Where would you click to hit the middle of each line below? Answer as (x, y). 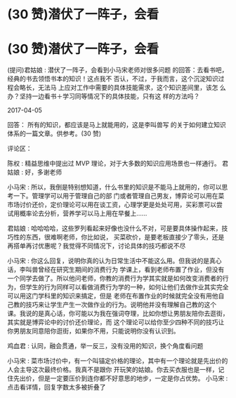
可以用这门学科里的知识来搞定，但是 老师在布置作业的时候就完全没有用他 (113, 296)
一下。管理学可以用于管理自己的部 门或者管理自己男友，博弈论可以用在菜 (119, 196)
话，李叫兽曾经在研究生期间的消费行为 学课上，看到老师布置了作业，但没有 (116, 270)
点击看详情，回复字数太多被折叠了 (57, 387)
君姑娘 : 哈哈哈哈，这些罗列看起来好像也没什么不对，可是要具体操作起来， (114, 228)
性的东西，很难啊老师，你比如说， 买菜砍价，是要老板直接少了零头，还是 (119, 237)
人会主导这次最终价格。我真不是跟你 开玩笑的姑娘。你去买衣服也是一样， (113, 370)
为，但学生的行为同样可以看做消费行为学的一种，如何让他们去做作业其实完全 (118, 287)
